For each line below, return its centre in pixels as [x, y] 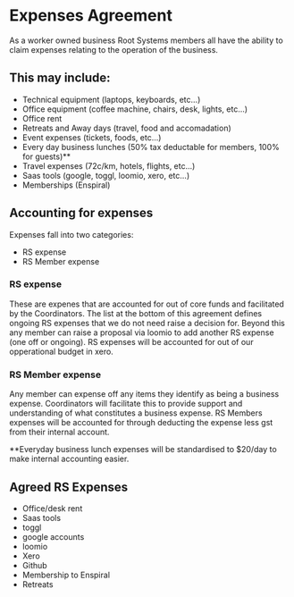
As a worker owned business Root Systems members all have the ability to [146, 40]
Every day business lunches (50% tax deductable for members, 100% [151, 147]
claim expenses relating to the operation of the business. [114, 49]
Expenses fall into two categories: [71, 234]
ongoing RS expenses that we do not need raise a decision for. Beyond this [147, 323]
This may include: [60, 78]
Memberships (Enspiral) [66, 185]
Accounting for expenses [81, 213]
